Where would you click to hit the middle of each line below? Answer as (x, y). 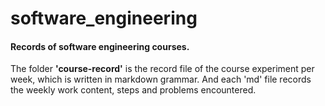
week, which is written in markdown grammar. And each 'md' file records (161, 79)
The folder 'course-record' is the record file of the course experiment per (162, 69)
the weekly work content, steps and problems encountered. (133, 90)
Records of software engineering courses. (100, 46)
